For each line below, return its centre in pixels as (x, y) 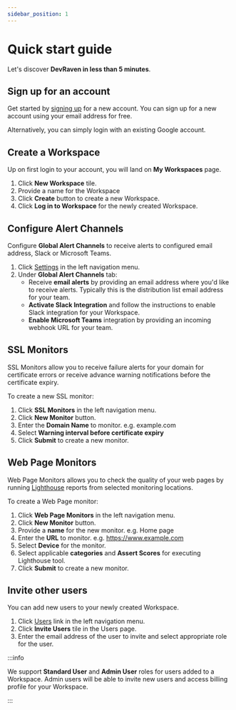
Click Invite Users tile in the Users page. (77, 629)
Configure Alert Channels (65, 228)
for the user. (36, 644)
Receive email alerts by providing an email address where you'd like (129, 282)
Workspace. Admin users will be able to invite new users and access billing (118, 679)
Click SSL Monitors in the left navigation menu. (87, 410)
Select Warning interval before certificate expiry (91, 433)
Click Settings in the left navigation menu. (79, 267)
